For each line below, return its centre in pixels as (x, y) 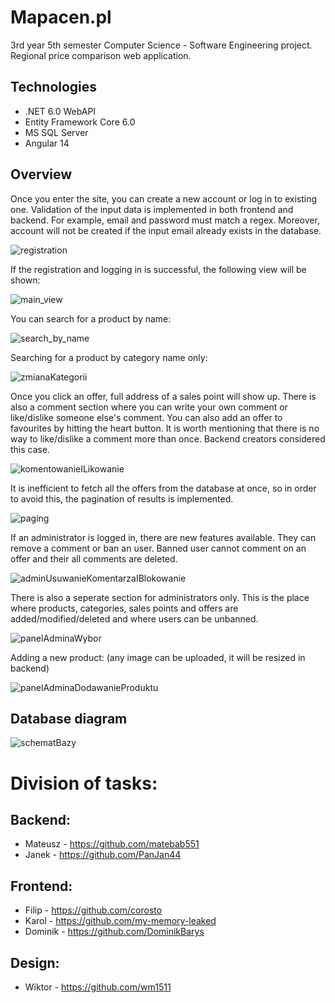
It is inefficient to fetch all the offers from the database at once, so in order (163, 488)
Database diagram (69, 718)
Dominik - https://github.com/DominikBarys (114, 932)
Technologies (54, 87)
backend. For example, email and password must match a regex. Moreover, (165, 220)
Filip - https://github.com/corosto (93, 910)
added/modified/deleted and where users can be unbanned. (134, 618)
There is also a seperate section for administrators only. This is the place (160, 597)
